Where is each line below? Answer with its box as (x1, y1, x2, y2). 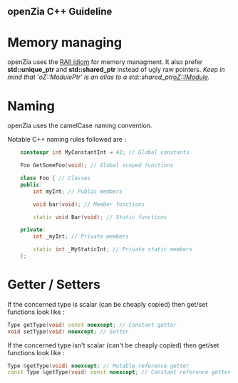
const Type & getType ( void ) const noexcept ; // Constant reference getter (7, 369, 232, 376)
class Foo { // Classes (20, 174, 91, 182)
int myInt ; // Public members (33, 188, 123, 195)
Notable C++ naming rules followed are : (7, 135, 127, 144)
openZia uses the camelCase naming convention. (7, 121, 152, 130)
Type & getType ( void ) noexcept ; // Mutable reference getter (7, 362, 190, 369)
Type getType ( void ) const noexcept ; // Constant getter (7, 321, 177, 328)
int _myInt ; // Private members (33, 233, 130, 241)
